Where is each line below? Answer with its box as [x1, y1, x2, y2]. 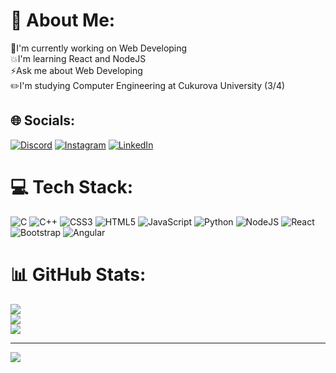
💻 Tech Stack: [10, 175, 134, 198]
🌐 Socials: [10, 112, 76, 129]
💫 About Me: [10, 9, 116, 32]
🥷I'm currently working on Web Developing [10, 42, 188, 54]
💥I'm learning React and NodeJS [10, 52, 147, 64]
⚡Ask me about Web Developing [10, 64, 143, 76]
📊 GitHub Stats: [10, 263, 147, 286]
